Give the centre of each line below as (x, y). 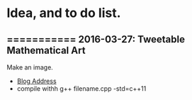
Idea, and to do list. (64, 13)
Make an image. (30, 67)
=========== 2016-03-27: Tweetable (96, 39)
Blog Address (37, 81)
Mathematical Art (46, 50)
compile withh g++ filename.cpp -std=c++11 (81, 89)
